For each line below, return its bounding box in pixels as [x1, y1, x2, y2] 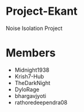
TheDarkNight [14, 79, 50, 86]
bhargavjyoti [14, 92, 47, 99]
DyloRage [14, 86, 40, 93]
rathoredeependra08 [14, 99, 68, 106]
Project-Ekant [6, 4, 78, 18]
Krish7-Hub [14, 72, 44, 80]
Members [6, 46, 56, 60]
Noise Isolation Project [6, 24, 63, 32]
